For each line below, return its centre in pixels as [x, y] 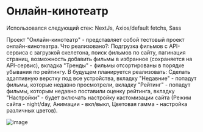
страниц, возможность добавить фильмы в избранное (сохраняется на [99, 59]
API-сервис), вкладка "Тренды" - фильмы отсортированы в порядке [95, 65]
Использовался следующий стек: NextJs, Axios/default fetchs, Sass [94, 28]
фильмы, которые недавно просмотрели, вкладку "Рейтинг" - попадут [98, 84]
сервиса [17, 52]
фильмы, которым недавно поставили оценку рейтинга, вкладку [91, 91]
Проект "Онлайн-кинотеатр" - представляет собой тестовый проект [95, 39]
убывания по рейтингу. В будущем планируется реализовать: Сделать [98, 71]
